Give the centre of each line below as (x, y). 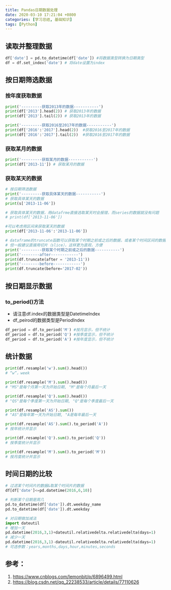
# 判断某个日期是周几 (25, 500)
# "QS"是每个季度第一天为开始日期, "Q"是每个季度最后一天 (60, 401)
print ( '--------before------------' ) (45, 264)
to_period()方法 (25, 302)
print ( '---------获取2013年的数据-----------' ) (54, 107)
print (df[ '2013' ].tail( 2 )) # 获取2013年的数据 (53, 116)
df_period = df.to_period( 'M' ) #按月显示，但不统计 (58, 330)
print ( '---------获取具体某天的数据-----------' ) (55, 194)
